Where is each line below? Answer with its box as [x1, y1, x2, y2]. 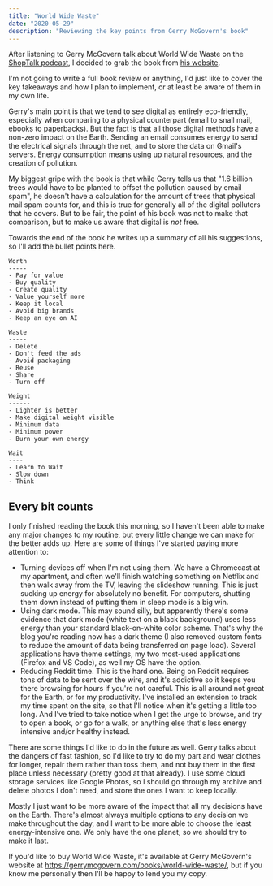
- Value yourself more [8, 293, 85, 301]
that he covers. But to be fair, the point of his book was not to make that [8, 209, 249, 218]
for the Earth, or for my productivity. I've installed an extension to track [19, 692, 258, 702]
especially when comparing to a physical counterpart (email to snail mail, [8, 115, 253, 125]
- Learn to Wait [8, 464, 63, 472]
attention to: [8, 547, 49, 557]
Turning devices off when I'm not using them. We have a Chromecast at [19, 563, 261, 573]
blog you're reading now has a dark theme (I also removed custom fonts [19, 632, 262, 642]
